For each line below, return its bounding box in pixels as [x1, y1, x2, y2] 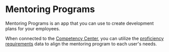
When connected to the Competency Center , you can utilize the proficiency [5, 35, 164, 41]
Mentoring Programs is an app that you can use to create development [5, 20, 154, 26]
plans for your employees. [5, 25, 60, 31]
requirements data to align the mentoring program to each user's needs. [5, 40, 157, 46]
